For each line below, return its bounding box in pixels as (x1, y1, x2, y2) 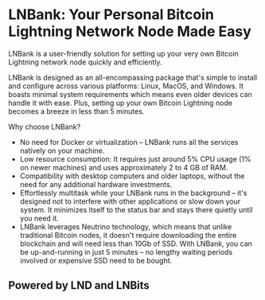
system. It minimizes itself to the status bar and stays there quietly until (19, 205, 253, 214)
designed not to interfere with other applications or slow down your (19, 197, 241, 206)
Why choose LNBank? (8, 122, 81, 131)
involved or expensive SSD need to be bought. (19, 255, 173, 265)
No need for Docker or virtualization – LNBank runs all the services (19, 137, 239, 146)
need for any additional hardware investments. (19, 179, 173, 189)
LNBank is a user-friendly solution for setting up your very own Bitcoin (8, 49, 239, 58)
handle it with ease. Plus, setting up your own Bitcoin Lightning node (8, 98, 233, 107)
